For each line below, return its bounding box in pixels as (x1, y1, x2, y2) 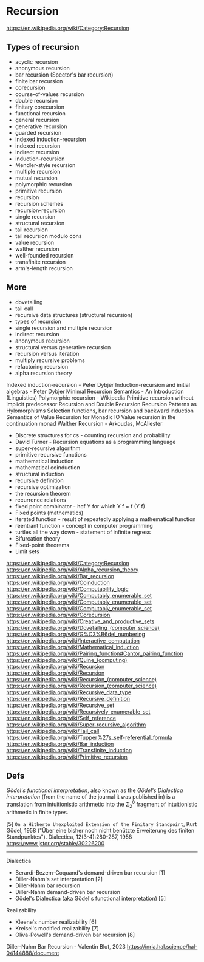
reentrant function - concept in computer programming (15, 522, 153, 529)
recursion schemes (15, 200, 64, 207)
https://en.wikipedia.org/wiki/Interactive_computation (6, 636, 140, 644)
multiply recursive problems (15, 356, 85, 364)
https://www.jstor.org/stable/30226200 (6, 839, 105, 847)
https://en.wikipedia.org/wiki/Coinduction (6, 579, 110, 586)
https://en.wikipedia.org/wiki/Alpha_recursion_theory (6, 566, 139, 573)
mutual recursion (15, 174, 58, 182)
